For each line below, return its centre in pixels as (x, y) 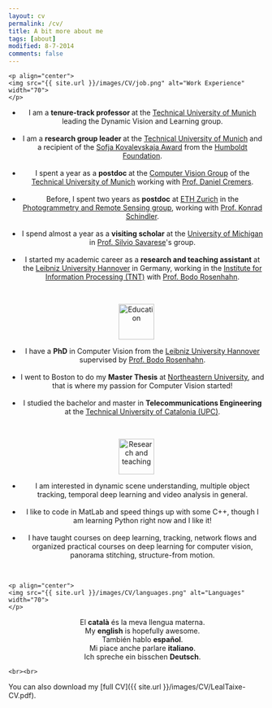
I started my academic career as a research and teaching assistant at (142, 260)
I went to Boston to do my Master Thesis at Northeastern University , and (142, 377)
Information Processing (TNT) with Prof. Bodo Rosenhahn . (142, 277)
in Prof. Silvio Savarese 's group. (142, 242)
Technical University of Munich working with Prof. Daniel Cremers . (142, 181)
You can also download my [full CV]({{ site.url (85, 687)
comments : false (36, 54)
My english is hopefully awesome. (142, 631)
